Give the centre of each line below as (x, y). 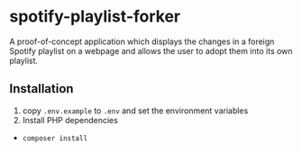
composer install (55, 138)
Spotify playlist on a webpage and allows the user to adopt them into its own (151, 50)
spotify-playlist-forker (95, 17)
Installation (41, 89)
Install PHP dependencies (70, 120)
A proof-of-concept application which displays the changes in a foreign (142, 41)
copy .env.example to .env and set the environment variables (135, 111)
